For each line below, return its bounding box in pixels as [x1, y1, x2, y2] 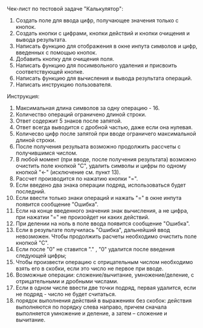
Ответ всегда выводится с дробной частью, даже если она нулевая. [15, 124, 193, 130]
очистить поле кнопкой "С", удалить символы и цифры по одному [15, 162, 187, 169]
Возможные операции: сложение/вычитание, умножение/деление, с [15, 271, 195, 278]
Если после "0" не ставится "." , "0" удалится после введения [15, 246, 175, 252]
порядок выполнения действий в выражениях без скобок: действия [15, 297, 192, 304]
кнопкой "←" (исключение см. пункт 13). [15, 169, 121, 176]
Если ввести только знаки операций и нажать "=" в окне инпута [15, 195, 182, 201]
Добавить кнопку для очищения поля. [15, 56, 114, 62]
